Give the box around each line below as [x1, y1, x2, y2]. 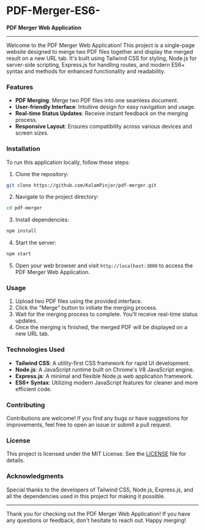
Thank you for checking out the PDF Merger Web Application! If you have [6, 510, 190, 517]
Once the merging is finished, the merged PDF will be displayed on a [15, 324, 188, 331]
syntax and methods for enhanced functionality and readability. [6, 67, 166, 75]
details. [6, 457, 25, 464]
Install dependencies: [15, 216, 70, 223]
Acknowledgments [6, 472, 64, 480]
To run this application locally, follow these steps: [6, 159, 130, 166]
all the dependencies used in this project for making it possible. [6, 492, 166, 499]
